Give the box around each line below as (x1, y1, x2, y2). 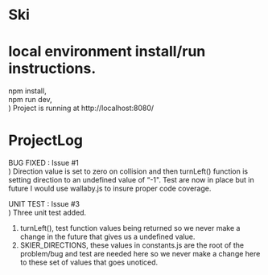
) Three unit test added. (8, 207, 87, 218)
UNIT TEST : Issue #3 (8, 199, 80, 209)
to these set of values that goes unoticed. (19, 257, 159, 267)
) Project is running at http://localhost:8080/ (8, 103, 155, 113)
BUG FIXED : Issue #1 (8, 158, 79, 168)
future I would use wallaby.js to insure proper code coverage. (8, 183, 212, 194)
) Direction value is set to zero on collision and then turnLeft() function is (8, 166, 248, 176)
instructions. (8, 60, 97, 78)
